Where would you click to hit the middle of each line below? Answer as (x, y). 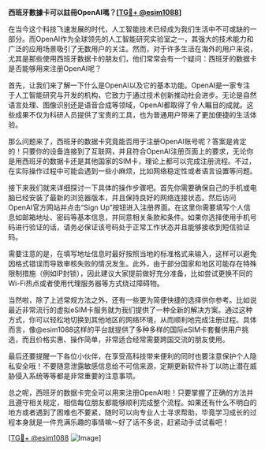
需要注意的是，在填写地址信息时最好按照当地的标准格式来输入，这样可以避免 (132, 254)
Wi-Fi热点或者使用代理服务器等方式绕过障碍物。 (86, 283)
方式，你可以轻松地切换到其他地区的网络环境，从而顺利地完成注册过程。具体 (132, 320)
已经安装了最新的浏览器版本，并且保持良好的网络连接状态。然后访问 (125, 197)
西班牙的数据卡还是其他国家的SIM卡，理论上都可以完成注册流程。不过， (139, 161)
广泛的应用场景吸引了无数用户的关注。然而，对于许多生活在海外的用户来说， (132, 49)
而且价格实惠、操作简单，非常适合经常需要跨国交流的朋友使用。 (125, 339)
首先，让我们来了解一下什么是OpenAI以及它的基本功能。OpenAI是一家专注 (129, 85)
